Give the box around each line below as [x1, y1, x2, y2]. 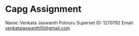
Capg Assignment [5, 3, 81, 15]
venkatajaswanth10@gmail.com [5, 25, 70, 31]
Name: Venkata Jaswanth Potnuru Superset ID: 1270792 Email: [5, 20, 134, 26]
